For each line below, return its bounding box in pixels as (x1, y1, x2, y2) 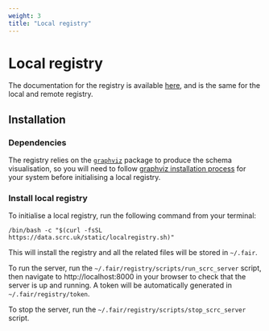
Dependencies (8, 136, 67, 148)
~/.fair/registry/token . (8, 289, 90, 299)
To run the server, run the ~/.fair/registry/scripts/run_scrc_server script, (8, 263, 262, 273)
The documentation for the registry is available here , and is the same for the (8, 81, 260, 90)
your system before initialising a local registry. (8, 173, 161, 182)
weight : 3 (8, 11, 42, 20)
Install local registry (8, 193, 89, 204)
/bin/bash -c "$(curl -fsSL (8, 227, 103, 235)
